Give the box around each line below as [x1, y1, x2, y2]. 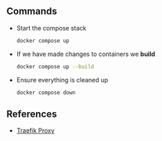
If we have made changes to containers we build [16, 50, 156, 58]
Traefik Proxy [16, 126, 55, 135]
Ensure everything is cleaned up [16, 75, 108, 84]
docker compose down [16, 89, 76, 96]
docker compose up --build [16, 63, 94, 70]
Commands [6, 6, 58, 17]
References [6, 108, 57, 120]
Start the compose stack [16, 23, 87, 32]
